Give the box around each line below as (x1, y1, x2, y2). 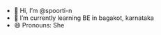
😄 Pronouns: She (13, 21, 65, 29)
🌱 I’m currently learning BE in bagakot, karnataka (13, 14, 155, 22)
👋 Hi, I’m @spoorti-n (13, 7, 72, 14)
